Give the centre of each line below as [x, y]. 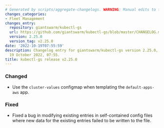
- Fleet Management [25, 18]
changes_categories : [26, 14]
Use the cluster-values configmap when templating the [68, 87]
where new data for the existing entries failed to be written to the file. [82, 120]
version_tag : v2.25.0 [31, 41]
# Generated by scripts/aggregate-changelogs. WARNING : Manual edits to [81, 9]
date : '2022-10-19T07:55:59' [35, 46]
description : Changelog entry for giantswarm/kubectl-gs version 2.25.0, [82, 50]
